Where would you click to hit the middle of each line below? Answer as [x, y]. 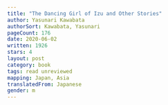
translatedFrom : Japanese [44, 84]
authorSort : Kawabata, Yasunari [54, 26]
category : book [29, 65]
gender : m [21, 90]
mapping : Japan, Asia [38, 78]
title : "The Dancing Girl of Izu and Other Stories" [85, 13]
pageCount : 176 [29, 33]
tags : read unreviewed [40, 71]
